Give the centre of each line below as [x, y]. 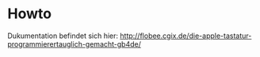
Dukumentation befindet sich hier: [63, 36]
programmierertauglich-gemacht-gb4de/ [75, 44]
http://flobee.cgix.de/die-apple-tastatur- [186, 36]
